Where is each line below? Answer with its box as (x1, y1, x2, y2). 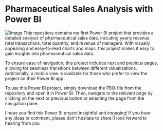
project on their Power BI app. (5, 75, 65, 81)
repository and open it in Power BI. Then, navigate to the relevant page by (5, 90, 153, 96)
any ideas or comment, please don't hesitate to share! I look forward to (5, 115, 147, 121)
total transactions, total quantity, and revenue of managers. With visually (5, 40, 150, 46)
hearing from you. (5, 120, 41, 126)
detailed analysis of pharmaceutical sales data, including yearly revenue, (5, 35, 151, 41)
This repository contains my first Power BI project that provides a (23, 30, 154, 36)
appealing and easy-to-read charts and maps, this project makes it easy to (5, 45, 155, 51)
